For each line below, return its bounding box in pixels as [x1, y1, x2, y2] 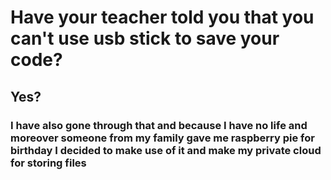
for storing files [10, 156, 87, 170]
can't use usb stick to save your [10, 27, 280, 50]
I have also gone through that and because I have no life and [10, 118, 308, 132]
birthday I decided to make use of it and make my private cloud [10, 143, 322, 157]
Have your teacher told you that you [10, 6, 315, 29]
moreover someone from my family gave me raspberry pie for [10, 131, 315, 145]
